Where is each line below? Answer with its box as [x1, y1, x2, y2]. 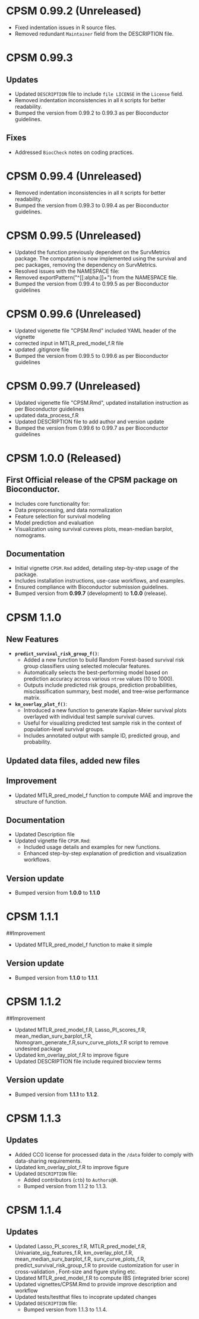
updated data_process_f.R [14, 411, 79, 418]
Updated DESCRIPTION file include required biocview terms [14, 1057, 162, 1065]
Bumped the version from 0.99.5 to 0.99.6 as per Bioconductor [14, 352, 169, 359]
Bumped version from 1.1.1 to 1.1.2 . [14, 1091, 99, 1098]
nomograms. [14, 531, 46, 539]
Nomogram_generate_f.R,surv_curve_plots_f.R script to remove [14, 1038, 169, 1046]
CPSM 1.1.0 [6, 610, 62, 624]
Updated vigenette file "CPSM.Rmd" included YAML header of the [14, 327, 176, 334]
